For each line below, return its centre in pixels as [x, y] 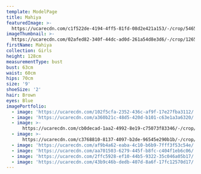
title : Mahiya [24, 17]
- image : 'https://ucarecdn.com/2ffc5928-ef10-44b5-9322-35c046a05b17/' [104, 156]
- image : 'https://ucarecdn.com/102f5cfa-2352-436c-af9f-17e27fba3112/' [104, 112]
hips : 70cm [20, 78]
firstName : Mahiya [29, 45]
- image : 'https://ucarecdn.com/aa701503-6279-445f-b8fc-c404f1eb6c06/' [104, 151]
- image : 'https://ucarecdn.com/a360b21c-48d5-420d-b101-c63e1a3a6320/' [104, 117]
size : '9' [19, 84]
